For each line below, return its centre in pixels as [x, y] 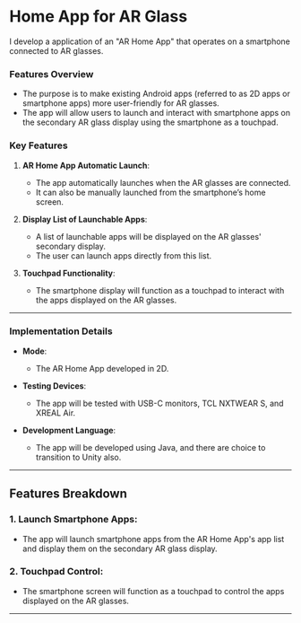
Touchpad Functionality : [69, 273]
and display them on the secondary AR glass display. [120, 548]
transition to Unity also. [78, 457]
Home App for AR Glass [99, 17]
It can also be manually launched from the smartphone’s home [150, 192]
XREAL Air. [56, 412]
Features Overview [52, 74]
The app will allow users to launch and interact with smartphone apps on [156, 113]
